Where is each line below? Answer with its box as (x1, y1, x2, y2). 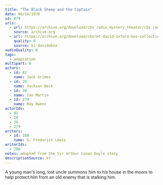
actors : (5, 66, 21, 71)
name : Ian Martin (14, 92, 49, 97)
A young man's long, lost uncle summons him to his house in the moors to (5, 169, 153, 175)
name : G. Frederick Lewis (14, 138, 66, 143)
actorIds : (5, 106, 25, 111)
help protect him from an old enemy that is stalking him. (5, 174, 116, 180)
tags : (5, 52, 16, 57)
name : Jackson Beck (14, 83, 53, 89)
